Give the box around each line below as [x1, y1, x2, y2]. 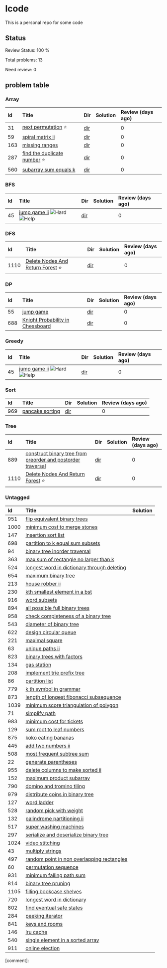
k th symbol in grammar [25, 685, 81, 692]
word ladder [25, 799, 54, 806]
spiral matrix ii [22, 134, 55, 141]
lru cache [25, 928, 48, 935]
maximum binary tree [25, 572, 76, 579]
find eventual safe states [25, 904, 83, 911]
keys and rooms [25, 920, 63, 927]
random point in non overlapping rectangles [25, 855, 128, 862]
